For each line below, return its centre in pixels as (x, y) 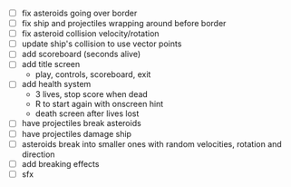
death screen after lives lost (87, 113)
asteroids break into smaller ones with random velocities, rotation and (151, 143)
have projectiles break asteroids (81, 123)
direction (38, 154)
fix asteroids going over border (79, 13)
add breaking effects (60, 163)
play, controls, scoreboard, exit (93, 74)
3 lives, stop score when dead (92, 94)
